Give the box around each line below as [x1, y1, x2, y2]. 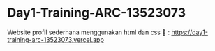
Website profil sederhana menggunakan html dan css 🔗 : [7, 28, 170, 36]
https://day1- [170, 28, 208, 36]
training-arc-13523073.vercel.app [7, 35, 105, 43]
